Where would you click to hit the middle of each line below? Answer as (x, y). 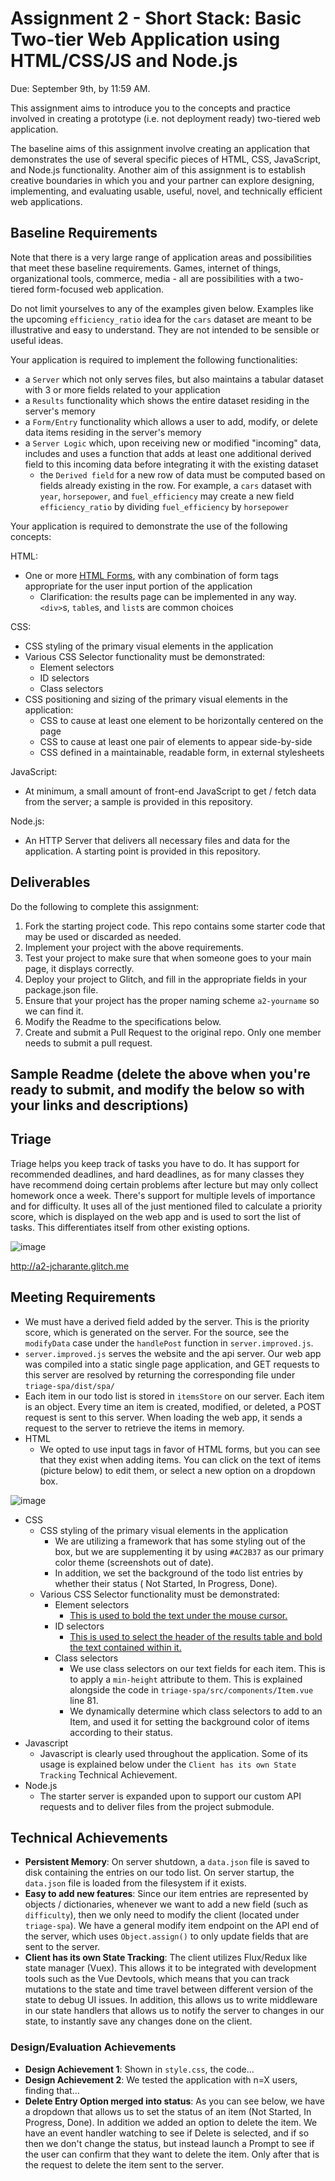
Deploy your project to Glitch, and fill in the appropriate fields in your (166, 979)
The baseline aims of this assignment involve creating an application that (160, 148)
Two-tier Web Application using (145, 39)
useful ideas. (37, 340)
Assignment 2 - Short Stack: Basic (156, 18)
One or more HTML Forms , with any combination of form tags (152, 575)
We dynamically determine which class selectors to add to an (196, 1711)
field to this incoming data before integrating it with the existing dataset (171, 464)
